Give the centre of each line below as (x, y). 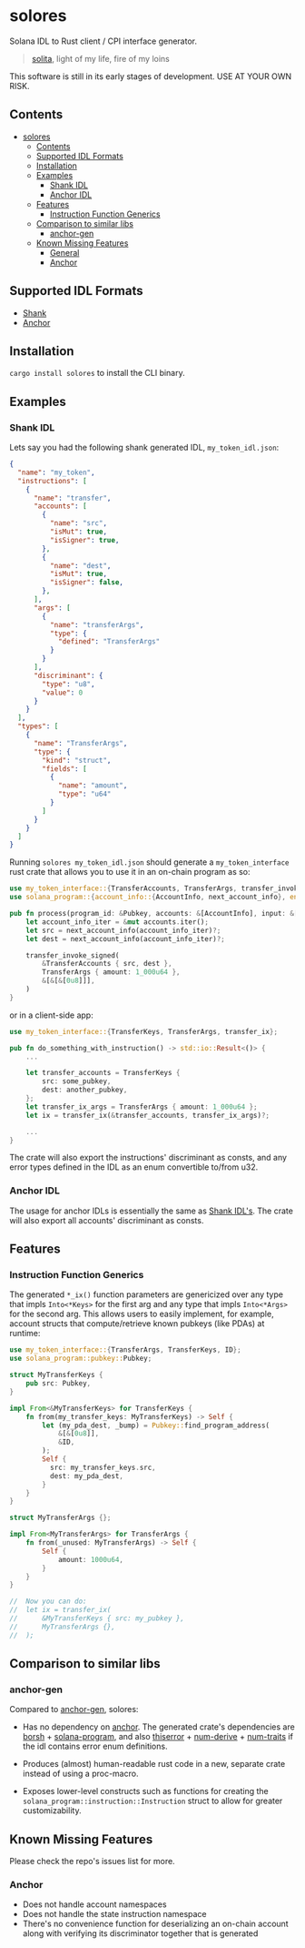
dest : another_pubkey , (85, 1090)
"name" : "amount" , (93, 786)
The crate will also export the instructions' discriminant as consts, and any (148, 1158)
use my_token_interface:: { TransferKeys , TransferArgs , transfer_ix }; (144, 1031)
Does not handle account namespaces (94, 1904)
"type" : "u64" (84, 794)
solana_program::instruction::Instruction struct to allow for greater (152, 1801)
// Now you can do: (49, 1602)
